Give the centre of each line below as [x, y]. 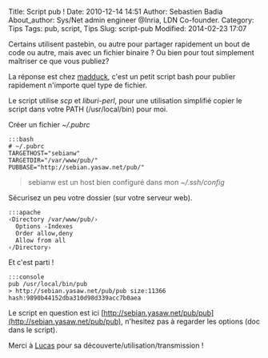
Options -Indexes [44, 227]
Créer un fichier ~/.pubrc [49, 125]
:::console [26, 277]
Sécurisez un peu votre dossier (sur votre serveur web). [100, 198]
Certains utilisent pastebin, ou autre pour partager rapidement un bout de [129, 44]
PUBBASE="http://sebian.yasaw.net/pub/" [77, 167]
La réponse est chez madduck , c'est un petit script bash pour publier [122, 76]
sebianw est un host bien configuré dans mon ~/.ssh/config [126, 182]
